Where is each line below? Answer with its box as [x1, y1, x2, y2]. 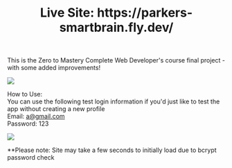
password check [7, 153, 55, 161]
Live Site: [39, 5, 95, 21]
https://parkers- [96, 5, 193, 21]
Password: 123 [7, 119, 49, 128]
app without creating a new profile [7, 104, 105, 112]
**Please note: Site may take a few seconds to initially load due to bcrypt [7, 146, 217, 154]
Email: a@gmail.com [7, 112, 65, 120]
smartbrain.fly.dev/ [59, 19, 174, 35]
